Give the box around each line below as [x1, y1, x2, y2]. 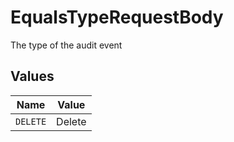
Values [10, 68, 55, 85]
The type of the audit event [10, 39, 123, 51]
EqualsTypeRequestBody [10, 6, 224, 29]
